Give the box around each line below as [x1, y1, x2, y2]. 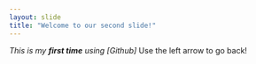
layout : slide [9, 12, 62, 22]
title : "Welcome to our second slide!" [9, 21, 157, 30]
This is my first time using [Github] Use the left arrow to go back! [9, 45, 248, 55]
